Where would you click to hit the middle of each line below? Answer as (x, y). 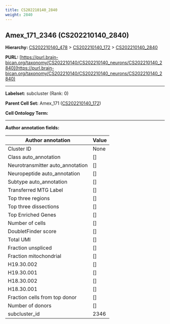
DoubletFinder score (32, 232)
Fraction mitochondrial (35, 256)
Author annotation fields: (32, 128)
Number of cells (27, 223)
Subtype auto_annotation (37, 182)
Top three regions (29, 199)
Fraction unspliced (30, 248)
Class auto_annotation (34, 157)
